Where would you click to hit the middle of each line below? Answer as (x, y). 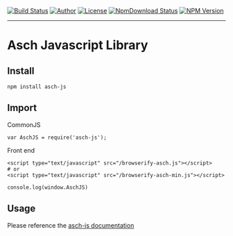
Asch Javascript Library (78, 45)
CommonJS (24, 124)
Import (22, 108)
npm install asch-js (37, 87)
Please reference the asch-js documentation (71, 225)
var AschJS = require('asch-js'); (57, 137)
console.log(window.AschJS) (48, 187)
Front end (21, 150)
